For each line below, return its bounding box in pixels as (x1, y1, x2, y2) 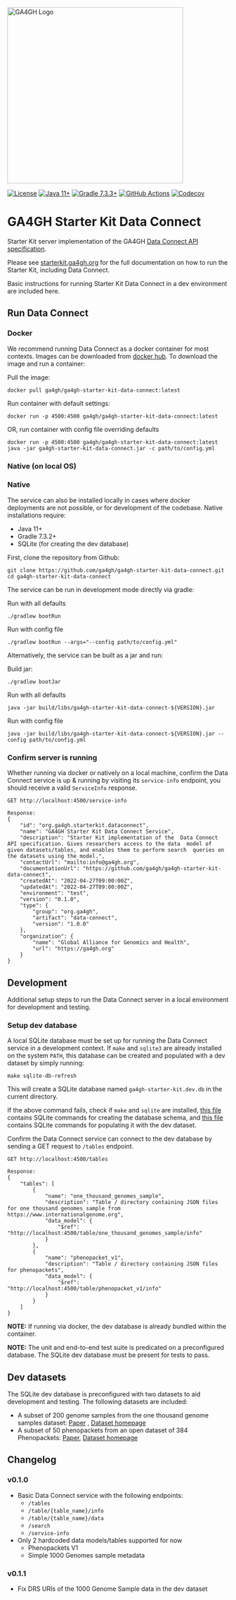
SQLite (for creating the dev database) (17, 539, 129, 548)
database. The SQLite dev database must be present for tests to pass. (7, 1351, 210, 1359)
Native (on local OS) (7, 461, 77, 471)
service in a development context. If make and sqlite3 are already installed (7, 1044, 223, 1053)
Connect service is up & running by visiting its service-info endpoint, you (7, 776, 221, 785)
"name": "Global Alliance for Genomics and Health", (32, 939, 190, 946)
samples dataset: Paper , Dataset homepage (17, 1419, 146, 1427)
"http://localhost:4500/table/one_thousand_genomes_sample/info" (7, 1229, 202, 1237)
